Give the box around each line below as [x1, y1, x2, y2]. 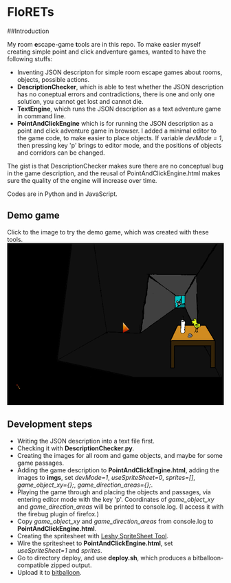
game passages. [16, 459, 64, 467]
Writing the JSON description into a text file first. [16, 437, 155, 445]
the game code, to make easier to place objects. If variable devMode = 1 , [16, 133, 223, 142]
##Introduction [7, 27, 49, 35]
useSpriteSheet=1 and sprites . [16, 546, 102, 554]
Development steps [7, 419, 93, 430]
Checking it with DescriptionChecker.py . [16, 444, 135, 452]
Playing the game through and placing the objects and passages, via [16, 487, 211, 496]
